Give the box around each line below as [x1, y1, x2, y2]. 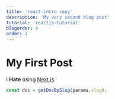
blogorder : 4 [6, 25, 39, 31]
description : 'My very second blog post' [6, 14, 110, 20]
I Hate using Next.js [6, 76, 55, 83]
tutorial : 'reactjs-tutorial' [6, 20, 81, 25]
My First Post [6, 56, 73, 70]
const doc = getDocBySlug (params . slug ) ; [6, 87, 108, 94]
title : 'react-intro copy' [6, 8, 73, 15]
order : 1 [6, 31, 28, 37]
